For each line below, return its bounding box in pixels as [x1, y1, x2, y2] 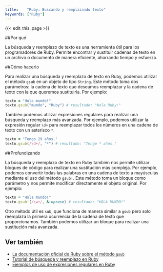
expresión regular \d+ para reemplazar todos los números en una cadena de [5, 122, 158, 128]
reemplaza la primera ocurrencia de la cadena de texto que [5, 213, 124, 219]
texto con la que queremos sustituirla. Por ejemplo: [5, 89, 107, 95]
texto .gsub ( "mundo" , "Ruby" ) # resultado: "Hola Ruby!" [5, 103, 121, 108]
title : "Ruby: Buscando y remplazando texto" [5, 7, 106, 12]
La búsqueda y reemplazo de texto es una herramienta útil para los [5, 44, 140, 50]
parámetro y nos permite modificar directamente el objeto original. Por [5, 180, 147, 186]
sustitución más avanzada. [5, 224, 59, 230]
